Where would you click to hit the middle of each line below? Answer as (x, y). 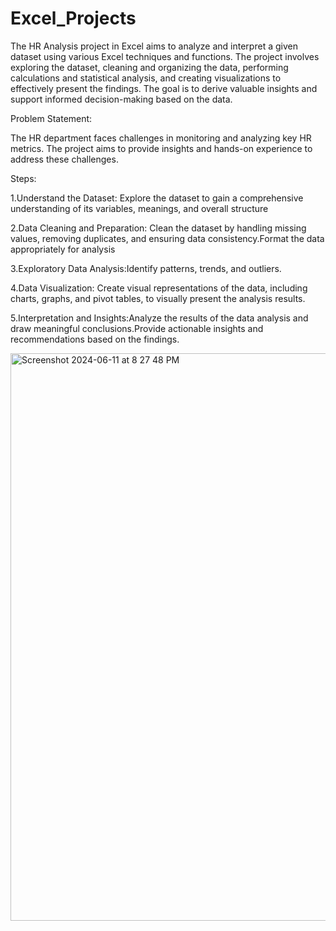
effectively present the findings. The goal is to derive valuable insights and (164, 88)
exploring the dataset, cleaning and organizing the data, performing (149, 67)
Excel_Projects (73, 18)
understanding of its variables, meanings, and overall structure (139, 208)
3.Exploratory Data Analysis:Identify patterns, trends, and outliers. (146, 268)
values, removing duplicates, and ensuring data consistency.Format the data (167, 238)
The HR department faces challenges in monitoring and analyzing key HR (161, 138)
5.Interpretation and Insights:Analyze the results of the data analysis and (159, 318)
